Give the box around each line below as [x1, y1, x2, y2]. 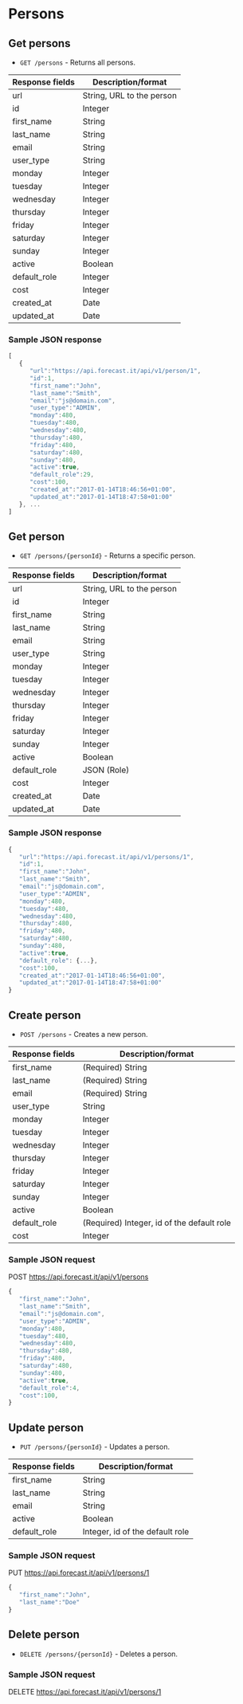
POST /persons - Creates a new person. [19, 1029, 149, 1038]
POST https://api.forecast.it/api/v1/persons [8, 1272, 149, 1282]
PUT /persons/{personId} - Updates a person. [19, 1442, 170, 1451]
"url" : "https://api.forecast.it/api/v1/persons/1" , [18, 853, 194, 861]
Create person [8, 1008, 81, 1022]
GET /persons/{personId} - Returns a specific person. [19, 551, 196, 560]
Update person [8, 1420, 84, 1435]
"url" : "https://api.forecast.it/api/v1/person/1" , [29, 367, 202, 375]
